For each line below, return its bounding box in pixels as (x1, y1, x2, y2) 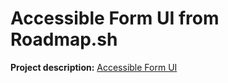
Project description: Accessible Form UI (10, 61, 178, 73)
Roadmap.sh (10, 28, 118, 51)
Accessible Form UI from (10, 7, 220, 30)
